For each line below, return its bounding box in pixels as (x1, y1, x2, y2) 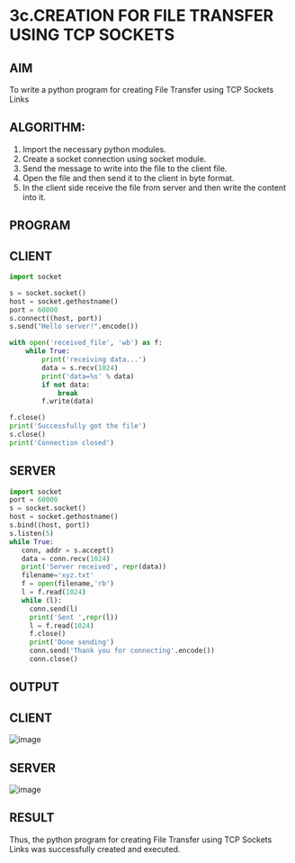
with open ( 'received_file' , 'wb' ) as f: (9, 339, 164, 348)
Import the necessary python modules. (22, 143, 166, 154)
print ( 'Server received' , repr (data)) (21, 562, 167, 572)
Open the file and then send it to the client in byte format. (22, 172, 235, 183)
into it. (22, 191, 47, 203)
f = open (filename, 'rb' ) (21, 579, 115, 588)
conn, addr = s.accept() (21, 546, 115, 555)
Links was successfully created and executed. (9, 843, 181, 854)
